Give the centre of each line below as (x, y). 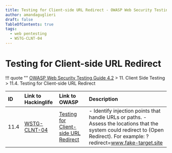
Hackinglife (38, 102)
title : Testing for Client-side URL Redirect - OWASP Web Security (79, 10)
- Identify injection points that (125, 111)
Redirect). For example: (117, 136)
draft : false (19, 19)
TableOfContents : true (29, 24)
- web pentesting (28, 34)
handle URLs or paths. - (118, 117)
